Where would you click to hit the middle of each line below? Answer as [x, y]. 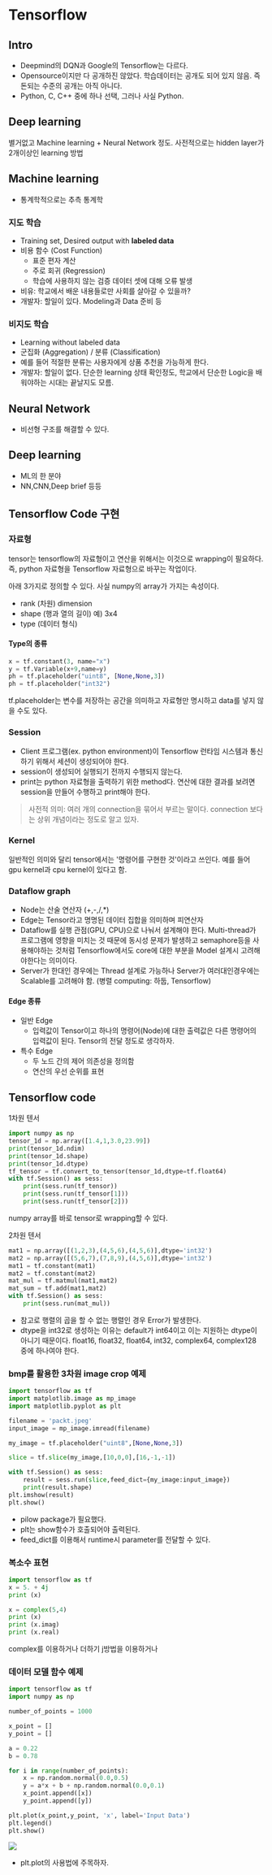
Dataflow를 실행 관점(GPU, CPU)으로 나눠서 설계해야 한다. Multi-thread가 [138, 930]
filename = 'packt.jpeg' [50, 1421]
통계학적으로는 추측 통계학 [62, 199]
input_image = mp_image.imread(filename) [80, 1428]
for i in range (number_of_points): [69, 1771]
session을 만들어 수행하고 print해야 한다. [85, 792]
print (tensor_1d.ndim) [47, 1148]
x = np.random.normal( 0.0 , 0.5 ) [76, 1778]
